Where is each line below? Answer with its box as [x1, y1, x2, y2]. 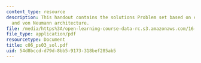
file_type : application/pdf [6, 31, 77, 37]
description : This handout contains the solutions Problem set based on [6, 14, 191, 20]
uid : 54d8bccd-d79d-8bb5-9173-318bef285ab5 [6, 48, 117, 54]
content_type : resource [6, 8, 66, 15]
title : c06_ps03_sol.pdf [6, 43, 68, 49]
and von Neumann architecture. [11, 20, 90, 26]
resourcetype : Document [6, 37, 66, 43]
